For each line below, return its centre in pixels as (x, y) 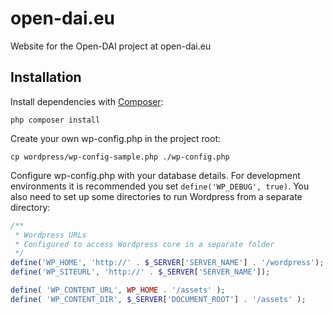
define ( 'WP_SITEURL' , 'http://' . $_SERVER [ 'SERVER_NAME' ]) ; (140, 272)
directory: (30, 207)
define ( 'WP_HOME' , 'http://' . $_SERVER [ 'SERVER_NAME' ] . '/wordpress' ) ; (167, 263)
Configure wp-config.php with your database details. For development (155, 175)
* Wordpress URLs (50, 235)
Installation (46, 77)
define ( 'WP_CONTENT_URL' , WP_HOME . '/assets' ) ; (118, 290)
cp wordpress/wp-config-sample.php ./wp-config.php (120, 157)
